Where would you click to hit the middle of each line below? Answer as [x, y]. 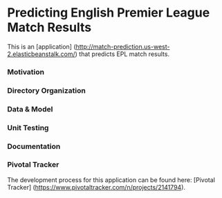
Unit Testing [28, 127]
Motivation [26, 72]
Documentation [34, 146]
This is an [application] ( [41, 46]
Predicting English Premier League [109, 13]
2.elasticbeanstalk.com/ [41, 54]
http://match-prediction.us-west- [123, 46]
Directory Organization [47, 90]
